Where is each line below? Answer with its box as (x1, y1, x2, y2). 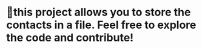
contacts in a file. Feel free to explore (6, 18, 197, 32)
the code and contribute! (6, 31, 134, 44)
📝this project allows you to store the (6, 5, 191, 19)
